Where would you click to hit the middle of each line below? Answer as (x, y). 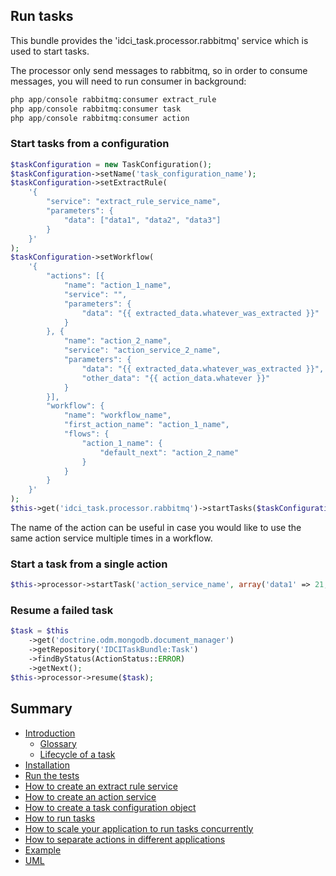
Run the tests (52, 775)
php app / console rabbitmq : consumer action (100, 118)
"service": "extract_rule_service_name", (134, 202)
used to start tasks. (50, 51)
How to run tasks (60, 818)
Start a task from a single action (89, 564)
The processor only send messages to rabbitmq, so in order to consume (159, 70)
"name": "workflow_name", (117, 415)
